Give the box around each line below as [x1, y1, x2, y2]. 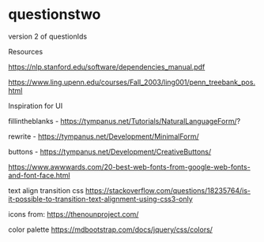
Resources [8, 47, 43, 56]
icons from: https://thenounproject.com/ [8, 209, 139, 218]
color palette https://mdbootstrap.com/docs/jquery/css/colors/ [8, 225, 213, 234]
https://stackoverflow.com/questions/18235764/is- [85, 185, 251, 195]
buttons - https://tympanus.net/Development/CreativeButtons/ [8, 147, 212, 156]
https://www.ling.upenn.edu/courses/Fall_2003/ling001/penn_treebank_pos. [8, 77, 255, 87]
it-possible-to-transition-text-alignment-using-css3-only [8, 194, 194, 203]
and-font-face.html [8, 170, 70, 180]
